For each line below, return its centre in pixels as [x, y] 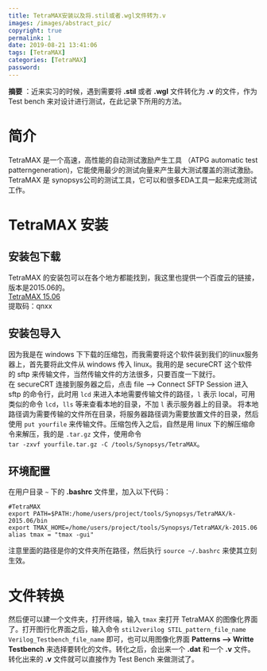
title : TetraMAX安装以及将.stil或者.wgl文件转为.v [87, 16]
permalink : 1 [30, 38]
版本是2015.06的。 [39, 287]
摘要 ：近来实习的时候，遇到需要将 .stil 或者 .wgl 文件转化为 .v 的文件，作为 [133, 91]
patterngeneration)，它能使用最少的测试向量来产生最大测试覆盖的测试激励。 [133, 170]
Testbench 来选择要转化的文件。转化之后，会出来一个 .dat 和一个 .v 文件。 [132, 649]
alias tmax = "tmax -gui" [51, 535]
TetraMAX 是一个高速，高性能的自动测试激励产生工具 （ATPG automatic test [133, 159]
